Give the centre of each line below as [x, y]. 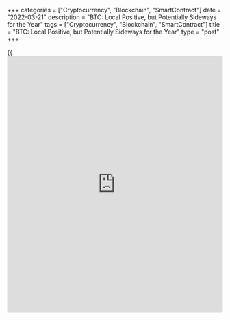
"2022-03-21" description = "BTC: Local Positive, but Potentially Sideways [112, 17]
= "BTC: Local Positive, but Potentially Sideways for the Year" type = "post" [113, 32]
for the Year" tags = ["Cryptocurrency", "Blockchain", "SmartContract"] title [114, 24]
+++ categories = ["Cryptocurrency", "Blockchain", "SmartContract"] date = [114, 10]
